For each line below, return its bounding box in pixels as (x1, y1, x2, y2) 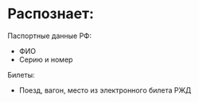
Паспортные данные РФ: (7, 31, 92, 40)
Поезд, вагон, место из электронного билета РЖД (18, 85, 192, 95)
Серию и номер (18, 55, 73, 64)
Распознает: (7, 5, 95, 23)
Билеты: (7, 70, 35, 79)
